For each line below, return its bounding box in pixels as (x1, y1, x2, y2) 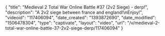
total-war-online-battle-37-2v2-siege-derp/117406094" (5, 25, 120, 31)
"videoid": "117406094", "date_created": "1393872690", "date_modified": (5, 15, 156, 20)
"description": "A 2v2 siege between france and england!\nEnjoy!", (5, 9, 143, 15)
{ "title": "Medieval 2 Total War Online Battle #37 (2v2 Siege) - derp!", (5, 4, 148, 10)
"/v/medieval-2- (127, 20, 160, 26)
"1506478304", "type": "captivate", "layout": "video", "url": (5, 20, 126, 26)
